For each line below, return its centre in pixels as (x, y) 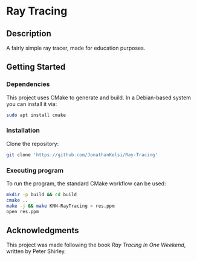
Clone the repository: (33, 144)
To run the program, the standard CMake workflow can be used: (86, 183)
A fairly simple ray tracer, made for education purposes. (76, 48)
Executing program (35, 170)
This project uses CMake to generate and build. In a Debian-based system (99, 97)
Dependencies (28, 84)
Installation (23, 130)
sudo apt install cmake (36, 115)
